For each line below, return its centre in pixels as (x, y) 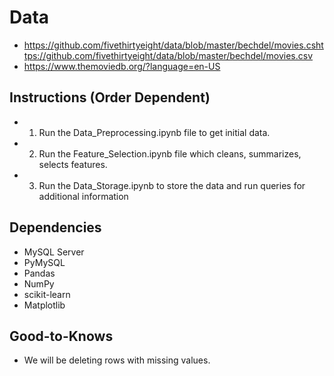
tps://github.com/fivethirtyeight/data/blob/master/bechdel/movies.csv (168, 55)
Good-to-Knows (61, 336)
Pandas (39, 273)
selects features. (73, 164)
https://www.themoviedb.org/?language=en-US (122, 66)
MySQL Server (54, 252)
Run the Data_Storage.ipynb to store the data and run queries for (172, 185)
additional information (83, 196)
